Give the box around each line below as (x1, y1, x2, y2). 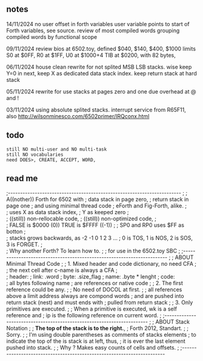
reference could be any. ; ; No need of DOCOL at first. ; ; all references (6, 286, 182, 293)
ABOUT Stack (155, 318, 190, 326)
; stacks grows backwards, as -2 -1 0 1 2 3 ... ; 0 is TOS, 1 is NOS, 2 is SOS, (6, 234, 193, 241)
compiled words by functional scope (6, 33, 98, 41)
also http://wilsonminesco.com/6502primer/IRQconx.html (6, 112, 150, 120)
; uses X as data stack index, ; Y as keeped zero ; (6, 209, 129, 216)
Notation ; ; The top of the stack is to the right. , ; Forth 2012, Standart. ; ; (6, 325, 189, 332)
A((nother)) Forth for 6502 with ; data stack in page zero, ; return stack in (6, 196, 189, 203)
